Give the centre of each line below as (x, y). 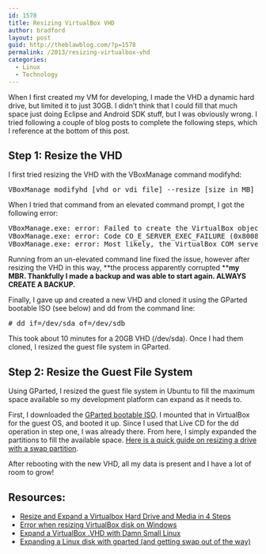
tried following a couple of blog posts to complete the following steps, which (133, 122)
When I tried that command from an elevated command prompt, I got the (127, 205)
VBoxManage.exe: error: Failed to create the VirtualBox (121, 228)
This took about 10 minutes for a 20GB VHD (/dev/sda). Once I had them (126, 338)
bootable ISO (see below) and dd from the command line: (102, 308)
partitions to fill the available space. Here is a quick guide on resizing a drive (133, 440)
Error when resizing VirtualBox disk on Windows (98, 525)
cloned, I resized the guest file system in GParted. (89, 347)
